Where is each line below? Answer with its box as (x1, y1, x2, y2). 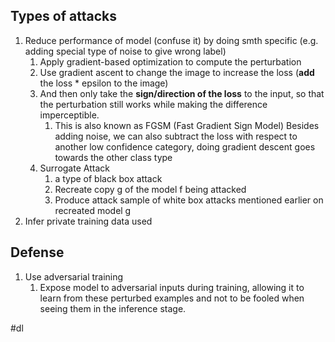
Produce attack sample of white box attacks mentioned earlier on (54, 194, 324, 206)
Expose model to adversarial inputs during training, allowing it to (39, 281, 305, 293)
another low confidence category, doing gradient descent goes (54, 140, 316, 153)
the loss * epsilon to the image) (39, 77, 169, 89)
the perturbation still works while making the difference (39, 98, 268, 110)
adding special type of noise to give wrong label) (24, 45, 227, 57)
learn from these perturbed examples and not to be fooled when (39, 292, 305, 304)
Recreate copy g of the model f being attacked (54, 183, 247, 195)
